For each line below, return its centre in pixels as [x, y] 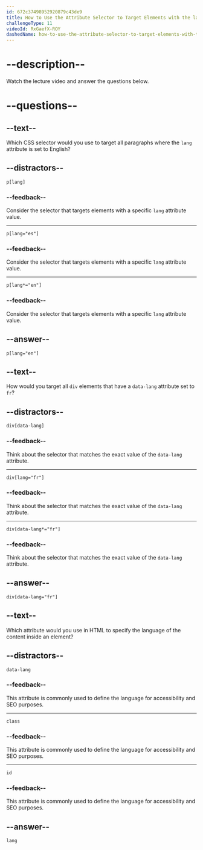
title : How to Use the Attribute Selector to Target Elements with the [98, 18]
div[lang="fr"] [25, 477]
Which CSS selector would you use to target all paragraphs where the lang [99, 142]
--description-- [46, 65]
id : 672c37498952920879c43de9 [44, 12]
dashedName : [21, 35]
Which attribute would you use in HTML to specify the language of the [94, 630]
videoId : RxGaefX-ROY [34, 29]
